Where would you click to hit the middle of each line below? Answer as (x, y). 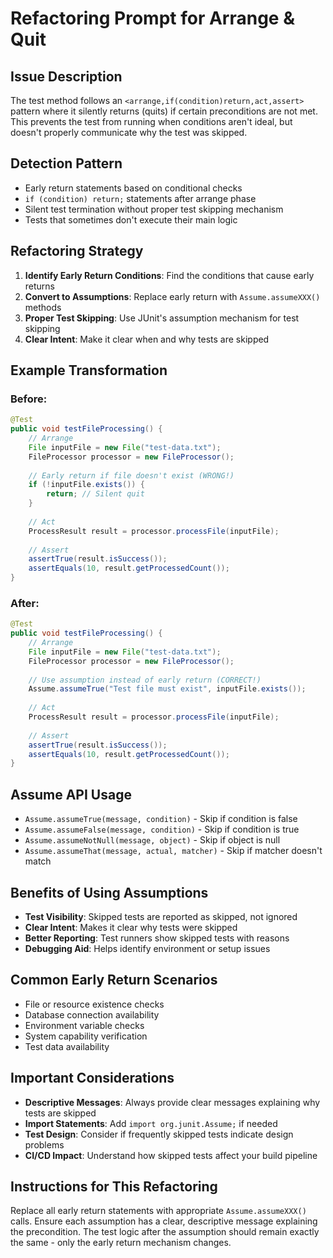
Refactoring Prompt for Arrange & (152, 18)
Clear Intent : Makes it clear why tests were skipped (131, 927)
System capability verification (86, 1036)
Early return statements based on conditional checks (133, 188)
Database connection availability (92, 1014)
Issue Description (66, 76)
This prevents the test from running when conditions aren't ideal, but (151, 121)
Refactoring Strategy (77, 251)
